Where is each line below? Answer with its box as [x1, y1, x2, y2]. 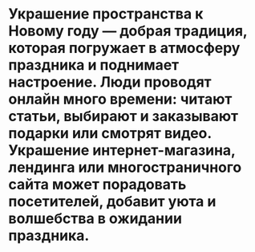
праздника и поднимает [8, 56, 180, 75]
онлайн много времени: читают [8, 90, 233, 108]
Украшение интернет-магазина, [8, 141, 236, 160]
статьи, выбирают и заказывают [8, 108, 239, 125]
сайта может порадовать [8, 176, 187, 193]
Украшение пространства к [8, 5, 204, 23]
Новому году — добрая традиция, [8, 22, 248, 40]
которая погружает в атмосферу [8, 39, 241, 57]
